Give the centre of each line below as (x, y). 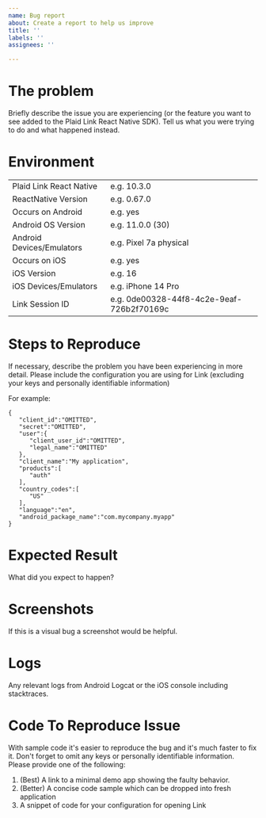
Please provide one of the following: (67, 764)
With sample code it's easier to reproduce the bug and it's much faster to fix (133, 747)
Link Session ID (41, 304)
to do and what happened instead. (64, 130)
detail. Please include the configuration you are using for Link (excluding (126, 374)
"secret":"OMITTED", (53, 426)
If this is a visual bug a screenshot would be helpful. (93, 631)
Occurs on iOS (39, 260)
